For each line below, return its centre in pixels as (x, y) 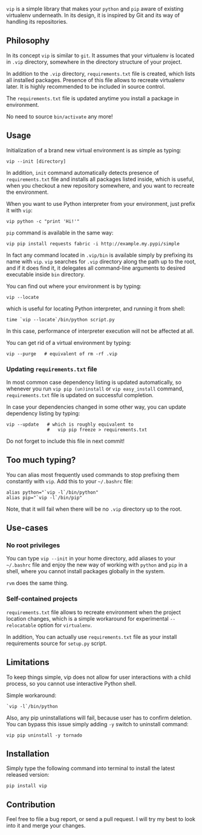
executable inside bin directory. (46, 274)
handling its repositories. (37, 22)
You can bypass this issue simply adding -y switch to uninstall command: (97, 724)
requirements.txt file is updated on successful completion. (80, 395)
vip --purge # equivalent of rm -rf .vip (62, 354)
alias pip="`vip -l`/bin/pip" (44, 497)
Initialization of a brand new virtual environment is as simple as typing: (94, 150)
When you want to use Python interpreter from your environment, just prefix (101, 203)
